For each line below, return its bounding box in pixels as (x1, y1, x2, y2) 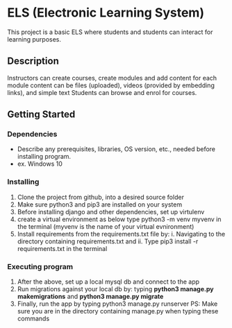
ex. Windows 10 (17, 159, 63, 168)
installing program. (17, 153, 72, 161)
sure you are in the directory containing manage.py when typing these (17, 307, 219, 316)
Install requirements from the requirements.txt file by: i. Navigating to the (17, 230, 226, 238)
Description (7, 55, 59, 67)
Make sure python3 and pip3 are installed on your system (17, 200, 183, 209)
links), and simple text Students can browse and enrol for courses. (7, 88, 197, 96)
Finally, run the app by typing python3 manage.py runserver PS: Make (17, 300, 218, 308)
